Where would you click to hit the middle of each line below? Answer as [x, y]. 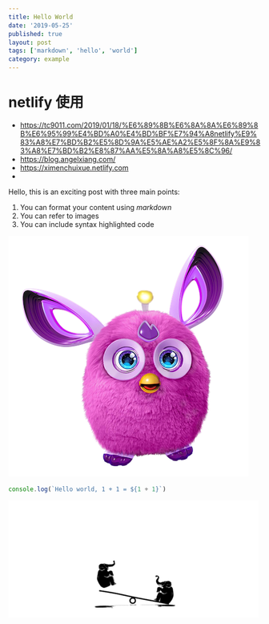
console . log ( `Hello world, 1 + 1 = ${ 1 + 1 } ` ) [87, 489]
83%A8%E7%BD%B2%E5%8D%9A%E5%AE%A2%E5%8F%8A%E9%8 [140, 142]
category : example [39, 59]
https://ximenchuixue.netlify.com [74, 168]
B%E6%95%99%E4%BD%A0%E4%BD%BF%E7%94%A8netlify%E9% [139, 133]
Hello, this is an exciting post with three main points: [94, 192]
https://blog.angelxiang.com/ [68, 159]
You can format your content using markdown [96, 207]
